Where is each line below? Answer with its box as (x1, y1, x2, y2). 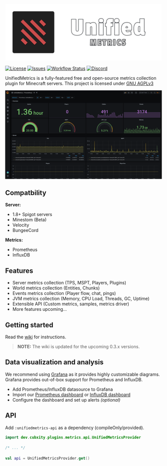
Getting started (5, 321, 54, 329)
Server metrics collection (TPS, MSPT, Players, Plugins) (12, 280, 127, 286)
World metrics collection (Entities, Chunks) (12, 285, 100, 291)
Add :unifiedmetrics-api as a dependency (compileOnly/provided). (5, 425, 145, 431)
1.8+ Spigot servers (12, 212, 52, 218)
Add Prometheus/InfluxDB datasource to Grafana (12, 386, 113, 392)
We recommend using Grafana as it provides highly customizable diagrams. (5, 371, 160, 377)
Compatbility (5, 189, 47, 197)
